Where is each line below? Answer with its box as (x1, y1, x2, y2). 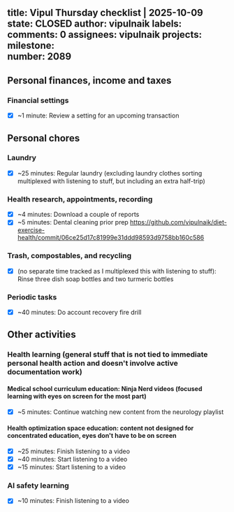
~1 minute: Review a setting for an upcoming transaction (17, 111, 180, 120)
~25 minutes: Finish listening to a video (17, 447, 131, 455)
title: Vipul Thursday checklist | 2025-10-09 (7, 7, 204, 19)
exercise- (17, 226, 45, 234)
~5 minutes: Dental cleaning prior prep (17, 218, 129, 227)
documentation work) (7, 367, 82, 377)
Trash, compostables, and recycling (7, 251, 132, 261)
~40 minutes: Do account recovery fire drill (17, 308, 142, 316)
